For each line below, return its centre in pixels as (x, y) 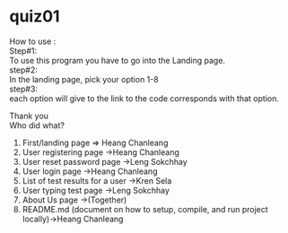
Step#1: (23, 50)
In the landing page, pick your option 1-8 (84, 79)
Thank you (29, 116)
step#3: (24, 89)
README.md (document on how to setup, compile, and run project (145, 209)
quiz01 (35, 17)
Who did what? (37, 125)
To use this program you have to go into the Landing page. (118, 60)
